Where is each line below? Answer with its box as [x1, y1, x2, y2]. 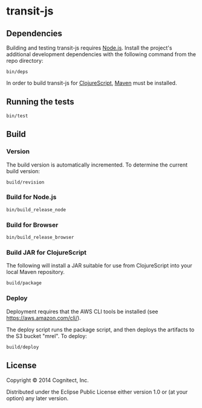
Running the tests [6, 97, 74, 107]
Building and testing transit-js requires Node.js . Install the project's [6, 44, 172, 51]
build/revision [6, 179, 45, 185]
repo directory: [6, 57, 44, 64]
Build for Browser [6, 220, 59, 229]
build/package [6, 280, 42, 286]
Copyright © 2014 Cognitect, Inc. [6, 376, 89, 384]
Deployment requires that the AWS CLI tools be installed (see [6, 308, 158, 315]
